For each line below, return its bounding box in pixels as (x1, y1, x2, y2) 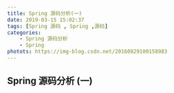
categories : (7, 29, 41, 36)
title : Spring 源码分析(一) (7, 10, 83, 17)
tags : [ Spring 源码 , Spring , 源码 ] (7, 23, 108, 29)
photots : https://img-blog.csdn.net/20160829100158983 (7, 49, 168, 55)
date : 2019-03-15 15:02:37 (7, 16, 85, 23)
